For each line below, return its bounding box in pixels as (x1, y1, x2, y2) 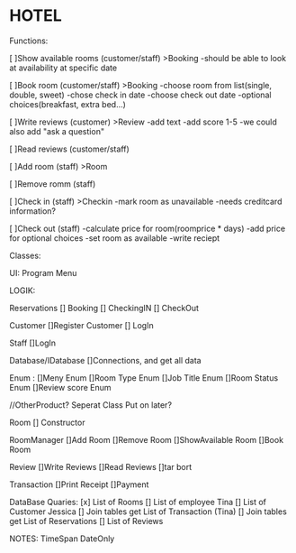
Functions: (9, 35, 49, 46)
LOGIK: (9, 285, 36, 296)
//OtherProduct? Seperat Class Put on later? (9, 399, 173, 410)
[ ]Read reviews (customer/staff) (9, 143, 130, 154)
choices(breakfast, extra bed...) (9, 98, 126, 109)
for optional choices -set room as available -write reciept (9, 232, 220, 244)
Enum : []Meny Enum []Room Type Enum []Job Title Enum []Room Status (9, 372, 279, 383)
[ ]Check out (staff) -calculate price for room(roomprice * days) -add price (9, 223, 286, 234)
